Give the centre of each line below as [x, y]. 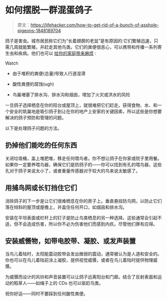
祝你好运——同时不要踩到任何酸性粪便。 [46, 294]
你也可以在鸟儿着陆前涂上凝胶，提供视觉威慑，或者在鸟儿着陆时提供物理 [79, 260]
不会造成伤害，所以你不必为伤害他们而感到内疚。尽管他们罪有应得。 [88, 224]
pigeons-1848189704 [39, 30]
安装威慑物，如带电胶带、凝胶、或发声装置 [70, 241]
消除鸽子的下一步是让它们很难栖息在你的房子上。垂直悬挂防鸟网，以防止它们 [83, 201]
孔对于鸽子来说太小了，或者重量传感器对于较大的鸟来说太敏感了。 [73, 171]
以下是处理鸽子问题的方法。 [34, 128]
